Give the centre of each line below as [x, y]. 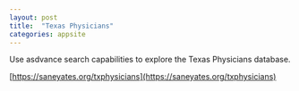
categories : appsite [48, 34]
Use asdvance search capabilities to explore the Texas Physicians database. [150, 60]
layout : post [34, 17]
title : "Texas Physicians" [62, 26]
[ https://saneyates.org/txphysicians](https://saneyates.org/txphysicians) [143, 77]
